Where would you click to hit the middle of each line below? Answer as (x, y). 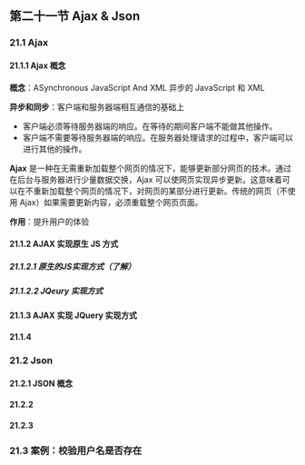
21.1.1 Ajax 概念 (38, 65)
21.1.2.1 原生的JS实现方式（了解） (73, 266)
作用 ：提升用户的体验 (49, 222)
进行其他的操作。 (54, 149)
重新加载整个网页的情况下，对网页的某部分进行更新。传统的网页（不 (160, 191)
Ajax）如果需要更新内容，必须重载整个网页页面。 (111, 202)
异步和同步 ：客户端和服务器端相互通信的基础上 (97, 106)
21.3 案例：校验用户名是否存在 (76, 450)
